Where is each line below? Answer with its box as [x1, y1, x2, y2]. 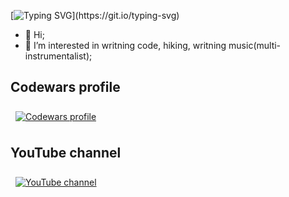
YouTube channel [10, 145, 122, 162]
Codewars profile [10, 79, 121, 96]
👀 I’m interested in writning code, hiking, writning [24, 40, 227, 51]
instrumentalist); [24, 50, 93, 62]
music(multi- [228, 40, 282, 51]
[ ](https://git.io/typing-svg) [10, 10, 180, 21]
